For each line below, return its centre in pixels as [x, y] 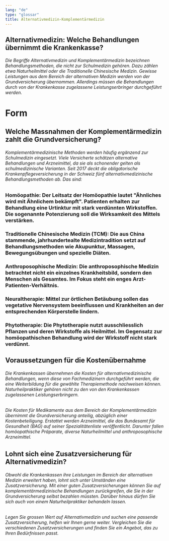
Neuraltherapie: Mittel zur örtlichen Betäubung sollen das [77, 299]
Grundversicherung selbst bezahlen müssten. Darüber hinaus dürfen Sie [80, 496]
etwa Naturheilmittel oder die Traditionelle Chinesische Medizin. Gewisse [81, 71]
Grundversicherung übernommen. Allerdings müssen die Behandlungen [80, 82]
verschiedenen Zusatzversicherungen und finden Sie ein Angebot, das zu [81, 528]
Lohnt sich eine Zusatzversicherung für [69, 454]
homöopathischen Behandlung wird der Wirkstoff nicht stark [81, 338]
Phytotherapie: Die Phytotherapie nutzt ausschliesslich [74, 325]
